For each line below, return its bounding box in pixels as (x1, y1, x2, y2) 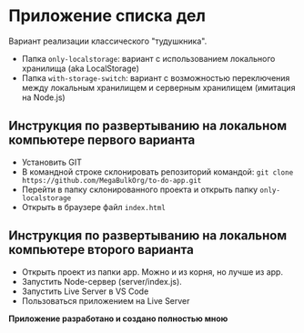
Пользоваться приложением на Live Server (21, 295, 190, 306)
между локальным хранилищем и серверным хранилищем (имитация (21, 82, 296, 93)
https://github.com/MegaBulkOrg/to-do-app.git (21, 176, 202, 185)
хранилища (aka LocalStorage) (21, 63, 140, 74)
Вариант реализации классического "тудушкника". (8, 35, 208, 46)
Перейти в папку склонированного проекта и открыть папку (21, 184, 258, 195)
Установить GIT (21, 156, 83, 167)
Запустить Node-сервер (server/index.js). (21, 276, 183, 287)
